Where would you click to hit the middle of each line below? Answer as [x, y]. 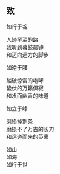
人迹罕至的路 [22, 39]
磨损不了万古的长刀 [30, 129]
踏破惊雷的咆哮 [25, 80]
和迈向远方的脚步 [28, 55]
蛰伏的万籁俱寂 [25, 88]
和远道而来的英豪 [28, 136]
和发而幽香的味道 [28, 95]
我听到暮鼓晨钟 [25, 47]
